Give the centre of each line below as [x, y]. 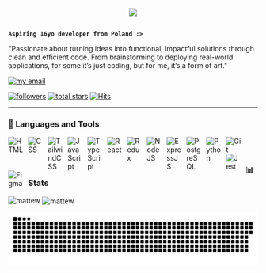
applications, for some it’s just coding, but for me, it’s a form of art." [118, 65]
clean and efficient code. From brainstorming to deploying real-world [121, 57]
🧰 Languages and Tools [54, 123]
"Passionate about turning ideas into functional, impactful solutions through [131, 48]
